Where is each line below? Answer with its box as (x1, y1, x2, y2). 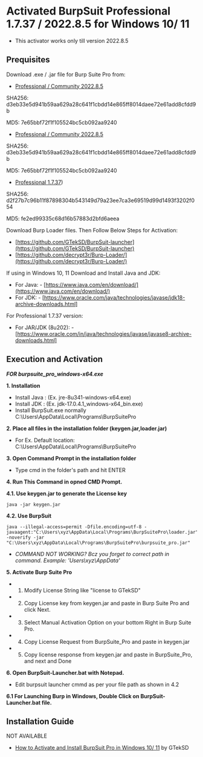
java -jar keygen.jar (6, 501, 61, 508)
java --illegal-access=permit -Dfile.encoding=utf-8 (6, 523, 142, 530)
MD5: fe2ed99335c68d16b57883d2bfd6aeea (6, 215, 120, 222)
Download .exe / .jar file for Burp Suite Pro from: (6, 71, 126, 78)
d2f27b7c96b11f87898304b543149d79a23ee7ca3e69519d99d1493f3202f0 (6, 197, 195, 204)
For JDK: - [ (14, 293, 45, 301)
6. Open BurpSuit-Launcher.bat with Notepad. (6, 669, 124, 676)
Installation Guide (6, 716, 74, 727)
